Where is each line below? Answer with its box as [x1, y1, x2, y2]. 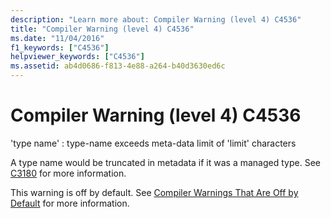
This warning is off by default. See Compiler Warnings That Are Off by [10, 186, 299, 198]
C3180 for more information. [10, 167, 127, 179]
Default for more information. [10, 197, 130, 209]
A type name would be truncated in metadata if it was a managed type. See [10, 156, 321, 168]
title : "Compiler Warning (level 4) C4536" [10, 24, 195, 34]
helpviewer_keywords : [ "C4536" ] [10, 52, 145, 62]
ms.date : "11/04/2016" [10, 33, 105, 43]
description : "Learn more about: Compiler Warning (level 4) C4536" [10, 14, 302, 25]
